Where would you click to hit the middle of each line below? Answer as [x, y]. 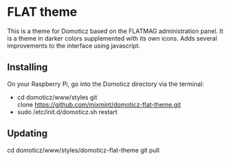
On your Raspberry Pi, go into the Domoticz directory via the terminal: [106, 84]
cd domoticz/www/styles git [57, 97]
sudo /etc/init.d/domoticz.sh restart [67, 111]
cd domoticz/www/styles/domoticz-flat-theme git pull [83, 150]
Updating [27, 134]
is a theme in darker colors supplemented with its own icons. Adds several [112, 38]
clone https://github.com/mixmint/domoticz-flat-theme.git [99, 105]
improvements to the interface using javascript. [74, 45]
